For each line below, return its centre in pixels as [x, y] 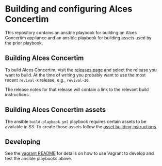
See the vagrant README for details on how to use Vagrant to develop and [80, 153]
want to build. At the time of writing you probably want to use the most [75, 75]
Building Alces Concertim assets [55, 110]
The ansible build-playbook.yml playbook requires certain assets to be [76, 121]
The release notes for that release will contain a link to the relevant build [77, 89]
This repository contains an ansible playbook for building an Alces [71, 32]
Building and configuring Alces [69, 9]
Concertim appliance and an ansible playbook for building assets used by [78, 38]
